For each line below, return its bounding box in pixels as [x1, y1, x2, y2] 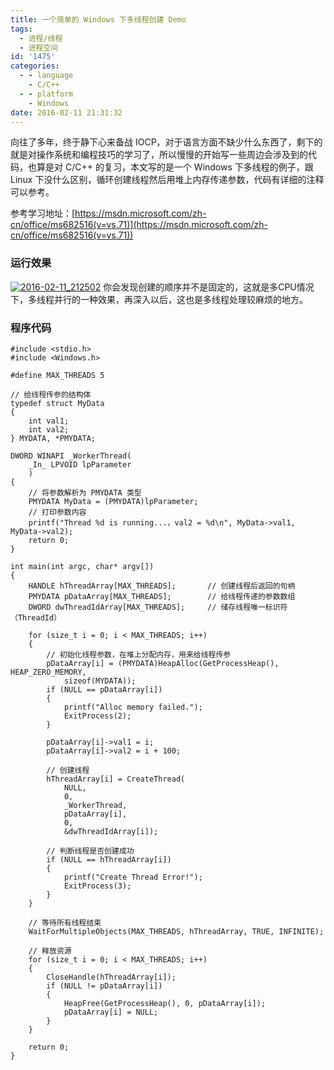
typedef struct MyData [10, 398, 105, 408]
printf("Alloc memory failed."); [63, 702, 203, 712]
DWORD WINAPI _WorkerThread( [10, 451, 132, 461]
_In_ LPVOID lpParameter [28, 459, 132, 470]
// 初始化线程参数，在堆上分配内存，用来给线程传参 [46, 649, 232, 660]
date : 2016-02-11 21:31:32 [10, 107, 123, 118]
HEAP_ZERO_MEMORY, [10, 667, 87, 677]
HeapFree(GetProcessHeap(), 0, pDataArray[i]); [63, 998, 267, 1008]
